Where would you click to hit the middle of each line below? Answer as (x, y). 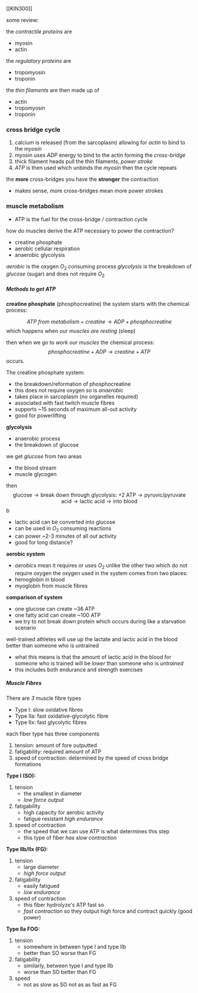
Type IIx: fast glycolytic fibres (51, 722)
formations (28, 764)
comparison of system (35, 597)
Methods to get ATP (31, 289)
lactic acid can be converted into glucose (65, 522)
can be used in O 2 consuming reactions (63, 529)
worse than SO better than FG (60, 972)
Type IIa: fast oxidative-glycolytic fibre (61, 716)
